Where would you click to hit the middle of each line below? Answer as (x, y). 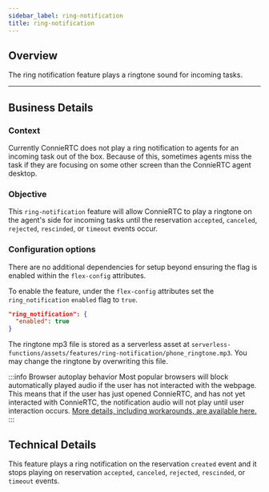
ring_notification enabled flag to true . (73, 299)
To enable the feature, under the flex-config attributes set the (111, 291)
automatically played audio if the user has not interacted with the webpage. (132, 385)
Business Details (51, 108)
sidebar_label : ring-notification (66, 16)
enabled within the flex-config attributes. (77, 275)
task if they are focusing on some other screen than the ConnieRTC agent (130, 165)
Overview (33, 56)
